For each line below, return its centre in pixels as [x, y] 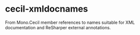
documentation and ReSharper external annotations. [58, 27]
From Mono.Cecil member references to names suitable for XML [70, 22]
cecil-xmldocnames [47, 9]
